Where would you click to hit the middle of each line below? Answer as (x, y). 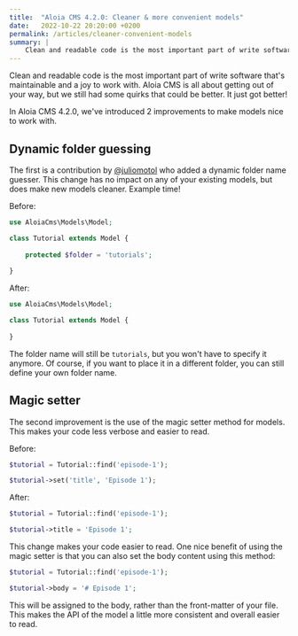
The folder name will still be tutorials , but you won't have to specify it (138, 353)
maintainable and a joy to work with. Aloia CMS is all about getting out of (142, 85)
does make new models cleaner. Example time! (95, 189)
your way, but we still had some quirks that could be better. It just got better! (149, 95)
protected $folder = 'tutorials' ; (89, 255)
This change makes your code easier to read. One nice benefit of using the (146, 547)
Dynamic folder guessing (80, 148)
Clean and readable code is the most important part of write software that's (147, 75)
